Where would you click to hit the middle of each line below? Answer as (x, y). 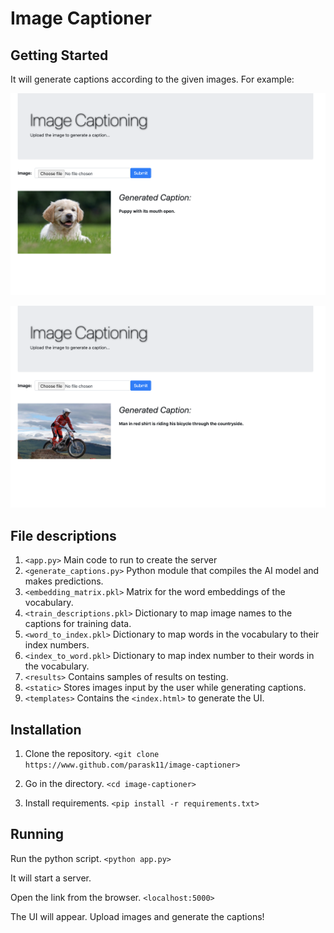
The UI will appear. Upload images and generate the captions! (137, 916)
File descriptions (63, 535)
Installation (46, 729)
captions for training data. (78, 624)
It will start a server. (51, 878)
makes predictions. (64, 581)
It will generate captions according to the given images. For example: (152, 79)
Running (37, 834)
